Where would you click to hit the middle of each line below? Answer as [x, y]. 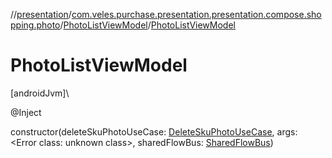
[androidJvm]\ [40, 93]
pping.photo [35, 25]
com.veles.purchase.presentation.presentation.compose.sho [196, 14]
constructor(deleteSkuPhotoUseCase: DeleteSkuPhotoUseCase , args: [154, 131]
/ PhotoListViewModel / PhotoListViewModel [147, 25]
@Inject [26, 112]
